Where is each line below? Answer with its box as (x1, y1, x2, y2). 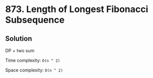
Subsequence (5, 14, 65, 26)
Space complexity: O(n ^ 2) (5, 67, 63, 73)
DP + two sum (5, 48, 35, 53)
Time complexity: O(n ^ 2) (5, 57, 60, 63)
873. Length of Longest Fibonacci (5, 4, 148, 15)
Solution (5, 34, 32, 43)
